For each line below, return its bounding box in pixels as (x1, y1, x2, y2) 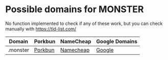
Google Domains (96, 38, 138, 45)
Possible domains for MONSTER (5, 4, 144, 15)
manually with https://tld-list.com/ (5, 25, 77, 32)
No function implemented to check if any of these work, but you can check (5, 20, 163, 26)
